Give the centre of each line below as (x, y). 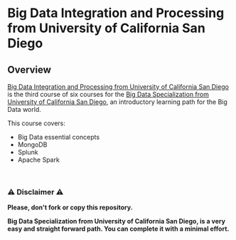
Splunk (28, 152)
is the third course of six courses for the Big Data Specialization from (108, 94)
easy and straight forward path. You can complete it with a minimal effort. (118, 229)
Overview (29, 69)
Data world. (24, 109)
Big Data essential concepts (59, 137)
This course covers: (37, 123)
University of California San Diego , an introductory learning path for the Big (117, 102)
